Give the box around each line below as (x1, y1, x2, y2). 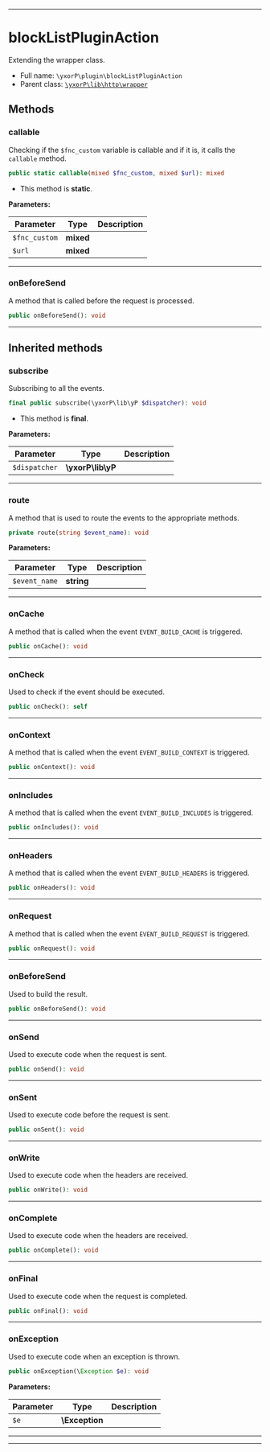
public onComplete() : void (8, 1246, 99, 1255)
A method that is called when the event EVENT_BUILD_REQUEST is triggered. (8, 928, 250, 938)
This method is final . (19, 413, 88, 423)
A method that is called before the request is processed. (8, 295, 194, 306)
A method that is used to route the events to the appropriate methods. (8, 512, 239, 523)
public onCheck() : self (8, 702, 88, 710)
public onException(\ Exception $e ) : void (8, 1367, 149, 1376)
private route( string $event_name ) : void (8, 529, 149, 537)
